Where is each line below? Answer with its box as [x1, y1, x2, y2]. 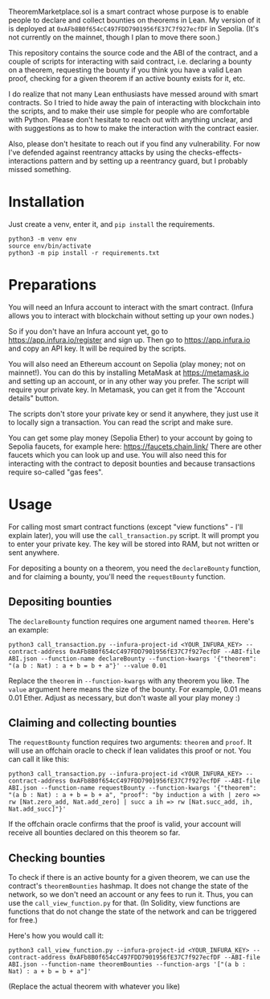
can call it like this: [8, 754, 70, 764]
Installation [8, 193, 85, 212]
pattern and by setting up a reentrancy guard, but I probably [49, 156, 248, 166]
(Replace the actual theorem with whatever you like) [8, 981, 181, 992]
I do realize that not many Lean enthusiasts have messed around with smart [8, 89, 259, 99]
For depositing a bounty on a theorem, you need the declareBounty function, [8, 563, 261, 573]
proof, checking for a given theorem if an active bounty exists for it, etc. [8, 74, 246, 83]
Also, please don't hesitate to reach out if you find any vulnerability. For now [8, 139, 260, 148]
